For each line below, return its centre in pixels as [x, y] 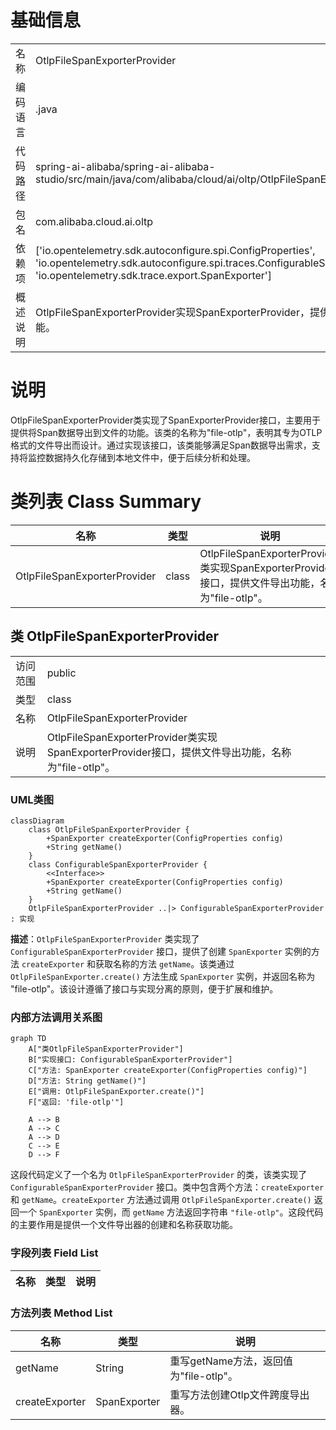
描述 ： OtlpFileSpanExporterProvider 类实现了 [105, 938]
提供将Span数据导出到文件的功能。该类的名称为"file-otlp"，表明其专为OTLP [166, 432]
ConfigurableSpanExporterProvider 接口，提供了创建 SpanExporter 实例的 [161, 951]
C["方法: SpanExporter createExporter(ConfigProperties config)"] [168, 1071]
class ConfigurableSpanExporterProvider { [118, 864]
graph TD [28, 1039]
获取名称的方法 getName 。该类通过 [165, 963]
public [61, 673]
